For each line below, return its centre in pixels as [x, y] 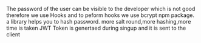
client [13, 35]
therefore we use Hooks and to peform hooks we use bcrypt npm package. [100, 15]
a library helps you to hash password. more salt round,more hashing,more [99, 21]
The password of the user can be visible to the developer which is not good [101, 9]
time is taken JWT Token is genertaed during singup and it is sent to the [96, 28]
